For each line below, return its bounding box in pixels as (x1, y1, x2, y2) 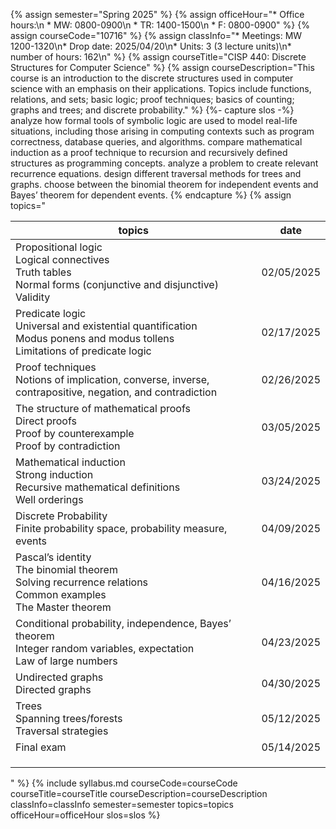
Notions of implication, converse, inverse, (15, 373, 210, 386)
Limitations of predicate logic (15, 344, 152, 358)
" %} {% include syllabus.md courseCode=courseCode (10, 777, 238, 789)
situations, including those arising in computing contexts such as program (10, 125, 315, 137)
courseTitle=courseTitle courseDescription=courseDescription (10, 788, 268, 799)
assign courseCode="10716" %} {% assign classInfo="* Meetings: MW (10, 30, 303, 41)
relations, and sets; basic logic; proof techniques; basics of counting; (10, 94, 295, 105)
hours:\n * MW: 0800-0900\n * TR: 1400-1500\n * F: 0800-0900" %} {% (10, 19, 310, 31)
